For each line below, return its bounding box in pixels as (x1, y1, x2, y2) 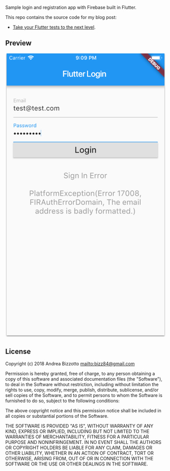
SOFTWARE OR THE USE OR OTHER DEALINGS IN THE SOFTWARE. (5, 461, 148, 467)
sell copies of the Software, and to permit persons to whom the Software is (5, 392, 163, 398)
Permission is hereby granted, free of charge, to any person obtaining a (5, 370, 155, 377)
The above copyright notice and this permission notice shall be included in (5, 408, 161, 414)
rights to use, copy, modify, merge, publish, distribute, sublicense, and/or (5, 387, 159, 393)
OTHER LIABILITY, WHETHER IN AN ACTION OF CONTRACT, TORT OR (5, 450, 154, 456)
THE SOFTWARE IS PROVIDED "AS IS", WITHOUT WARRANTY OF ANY (5, 423, 154, 429)
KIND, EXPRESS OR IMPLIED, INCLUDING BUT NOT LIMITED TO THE (5, 429, 150, 435)
